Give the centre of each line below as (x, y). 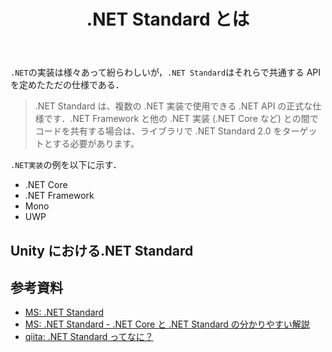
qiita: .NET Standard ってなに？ (89, 337)
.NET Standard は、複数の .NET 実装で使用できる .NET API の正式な (173, 106)
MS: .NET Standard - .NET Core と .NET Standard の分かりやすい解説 (167, 324)
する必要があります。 (96, 144)
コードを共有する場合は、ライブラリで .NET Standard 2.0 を (158, 131)
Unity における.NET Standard (102, 250)
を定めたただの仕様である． (67, 85)
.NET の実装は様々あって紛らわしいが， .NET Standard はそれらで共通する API (166, 72)
